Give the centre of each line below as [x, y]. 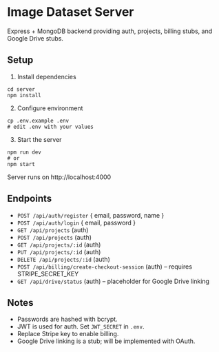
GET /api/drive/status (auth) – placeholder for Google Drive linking [113, 281]
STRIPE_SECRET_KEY [48, 273]
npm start [21, 164]
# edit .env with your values [51, 127]
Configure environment [50, 108]
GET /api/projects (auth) [53, 230]
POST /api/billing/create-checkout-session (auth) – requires [105, 267]
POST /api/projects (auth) [54, 237]
